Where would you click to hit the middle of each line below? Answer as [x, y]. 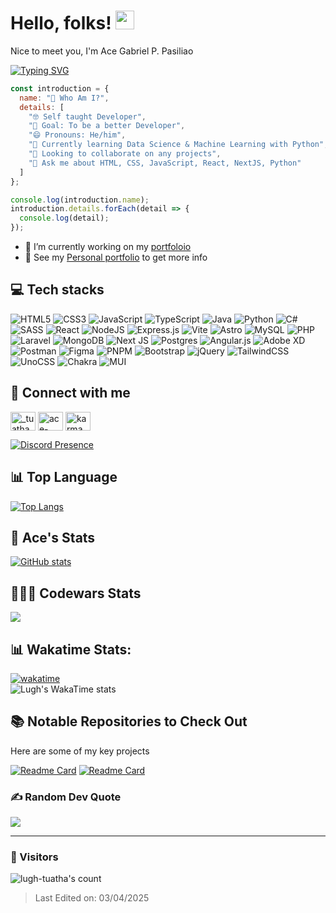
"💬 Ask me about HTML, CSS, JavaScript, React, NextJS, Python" [165, 163]
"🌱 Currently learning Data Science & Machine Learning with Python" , [178, 145]
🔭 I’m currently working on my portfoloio [108, 247]
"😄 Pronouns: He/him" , [77, 135]
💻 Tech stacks [57, 290]
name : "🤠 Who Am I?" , [64, 98]
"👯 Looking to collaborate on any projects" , [125, 154]
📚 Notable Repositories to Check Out [129, 721]
